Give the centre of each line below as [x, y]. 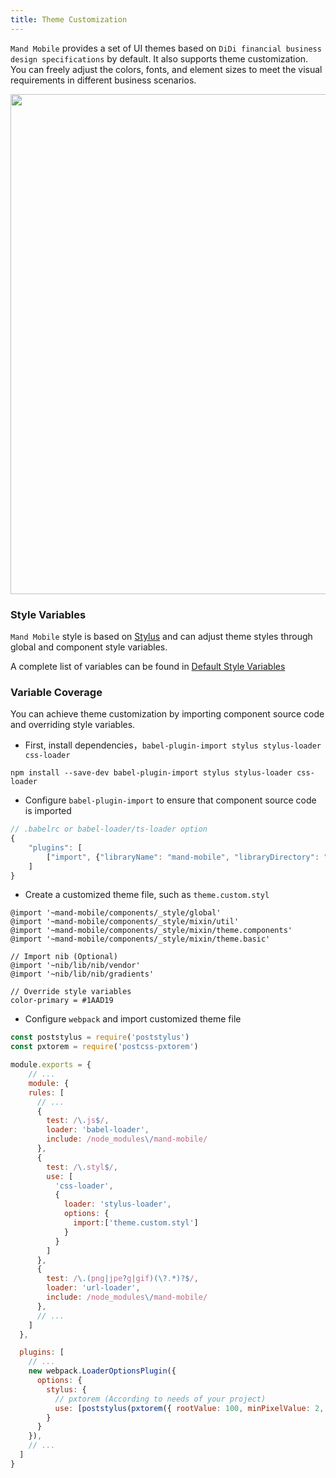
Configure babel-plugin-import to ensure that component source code [170, 800]
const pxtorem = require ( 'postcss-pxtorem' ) [104, 1047]
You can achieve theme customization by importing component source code [167, 714]
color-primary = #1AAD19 [62, 1001]
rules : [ [46, 1092]
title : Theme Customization [69, 19]
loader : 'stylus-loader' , [117, 1204]
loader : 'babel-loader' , [98, 1130]
